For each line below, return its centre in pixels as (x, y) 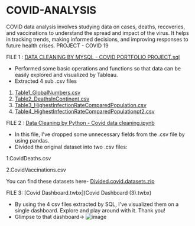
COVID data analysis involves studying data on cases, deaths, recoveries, (95, 27)
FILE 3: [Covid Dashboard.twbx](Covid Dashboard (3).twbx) (79, 192)
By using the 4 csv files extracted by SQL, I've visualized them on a (97, 204)
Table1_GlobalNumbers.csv (48, 92)
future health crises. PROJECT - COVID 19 (57, 46)
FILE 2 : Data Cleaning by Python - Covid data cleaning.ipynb (80, 122)
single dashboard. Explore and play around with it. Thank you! (90, 210)
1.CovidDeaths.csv (29, 158)
